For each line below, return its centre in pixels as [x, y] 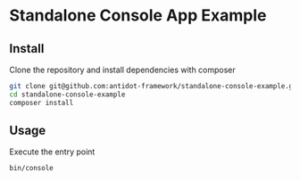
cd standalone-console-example [67, 95]
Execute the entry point [52, 152]
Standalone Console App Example [138, 16]
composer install [42, 103]
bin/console [31, 169]
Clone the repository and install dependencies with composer [123, 70]
